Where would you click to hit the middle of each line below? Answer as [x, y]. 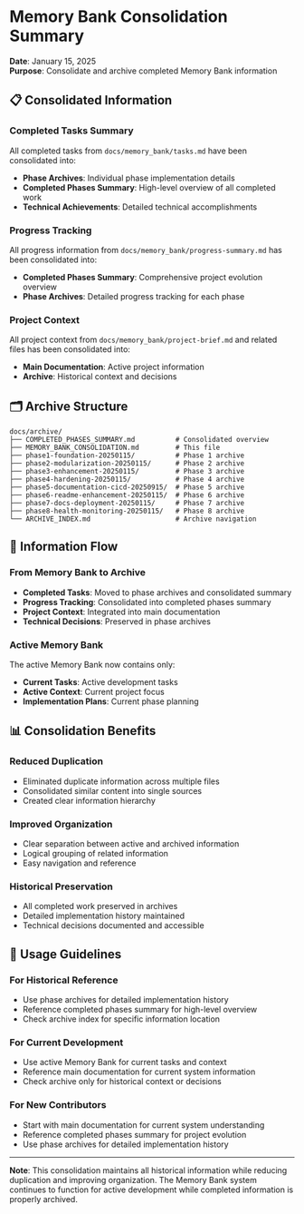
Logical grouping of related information [95, 853]
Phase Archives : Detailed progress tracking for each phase [133, 296]
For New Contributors [58, 1105]
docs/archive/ [36, 432]
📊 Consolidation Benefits [83, 731]
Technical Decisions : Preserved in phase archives [116, 621]
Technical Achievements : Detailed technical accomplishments [140, 207]
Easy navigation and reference [79, 863]
